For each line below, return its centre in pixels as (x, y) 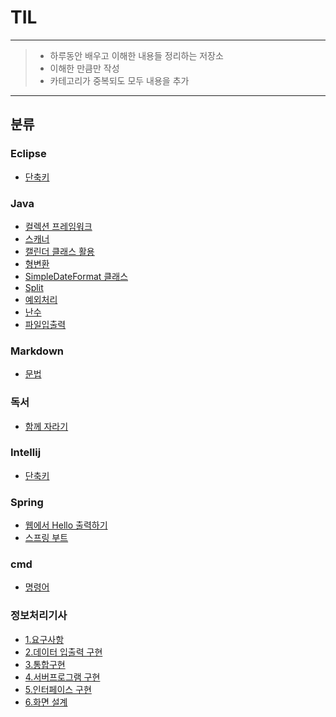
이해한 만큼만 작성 (84, 68)
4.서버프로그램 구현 (62, 677)
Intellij (26, 453)
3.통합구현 (45, 664)
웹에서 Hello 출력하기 (66, 525)
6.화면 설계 (46, 702)
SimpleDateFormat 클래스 (76, 276)
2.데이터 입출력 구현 (63, 652)
